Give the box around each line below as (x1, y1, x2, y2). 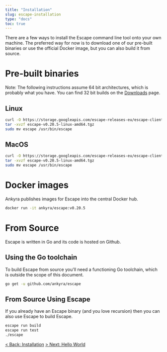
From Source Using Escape (5, 295, 90, 303)
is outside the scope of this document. (5, 271, 84, 277)
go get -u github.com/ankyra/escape (5, 281, 81, 286)
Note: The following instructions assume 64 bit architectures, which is (5, 85, 148, 90)
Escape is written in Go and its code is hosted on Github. (5, 239, 121, 245)
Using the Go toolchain (5, 253, 78, 262)
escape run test (5, 328, 39, 333)
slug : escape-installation (5, 12, 61, 17)
